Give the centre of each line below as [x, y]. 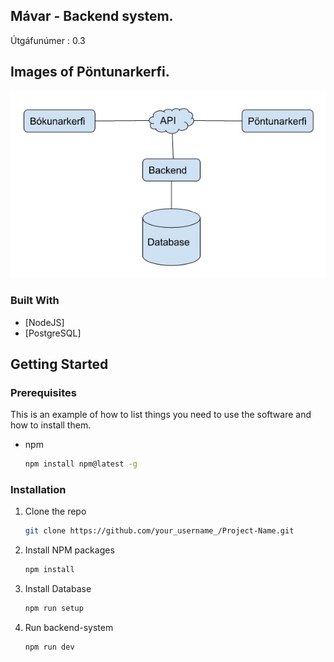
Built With [35, 301]
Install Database [58, 589]
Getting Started [59, 364]
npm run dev [49, 647]
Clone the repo [55, 511]
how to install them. [51, 425]
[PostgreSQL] [53, 333]
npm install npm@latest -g [81, 464]
